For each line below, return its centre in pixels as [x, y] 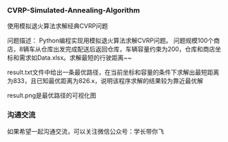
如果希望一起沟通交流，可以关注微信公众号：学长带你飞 [85, 131]
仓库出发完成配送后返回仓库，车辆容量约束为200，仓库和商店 [128, 49]
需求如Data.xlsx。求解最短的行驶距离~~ [75, 58]
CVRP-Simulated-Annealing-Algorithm [73, 10]
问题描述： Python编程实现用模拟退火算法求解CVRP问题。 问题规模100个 [111, 40]
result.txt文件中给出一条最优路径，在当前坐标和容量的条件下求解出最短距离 [113, 72]
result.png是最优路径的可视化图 [52, 95]
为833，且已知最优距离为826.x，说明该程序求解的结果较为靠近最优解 [105, 81]
